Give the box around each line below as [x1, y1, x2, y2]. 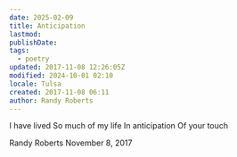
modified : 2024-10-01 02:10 [9, 71, 114, 80]
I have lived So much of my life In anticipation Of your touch [9, 120, 229, 131]
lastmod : [9, 29, 42, 38]
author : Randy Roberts [9, 95, 94, 105]
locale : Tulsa [9, 79, 62, 88]
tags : [9, 46, 29, 55]
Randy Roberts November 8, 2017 [9, 137, 133, 148]
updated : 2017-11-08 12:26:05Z [9, 63, 126, 72]
